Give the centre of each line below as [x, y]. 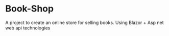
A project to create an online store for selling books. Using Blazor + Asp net [85, 22]
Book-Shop [30, 9]
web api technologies [28, 27]
